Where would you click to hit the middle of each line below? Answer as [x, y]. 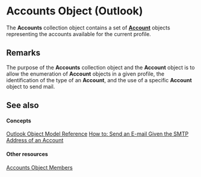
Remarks [23, 53]
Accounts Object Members [40, 167]
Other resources [27, 154]
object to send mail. [31, 86]
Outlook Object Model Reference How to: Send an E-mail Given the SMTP [97, 134]
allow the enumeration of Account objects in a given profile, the [85, 74]
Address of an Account [35, 140]
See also [23, 105]
